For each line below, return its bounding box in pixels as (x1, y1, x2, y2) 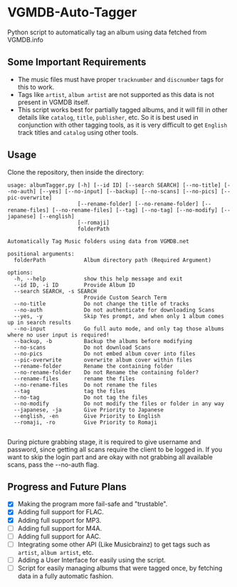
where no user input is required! (7, 331, 110, 339)
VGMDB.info (7, 35, 44, 44)
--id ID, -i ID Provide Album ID (14, 281, 135, 289)
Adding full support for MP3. (17, 516, 102, 524)
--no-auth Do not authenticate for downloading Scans (14, 306, 215, 314)
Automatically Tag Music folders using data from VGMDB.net (7, 238, 190, 245)
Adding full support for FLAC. (17, 508, 105, 516)
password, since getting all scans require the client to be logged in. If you (7, 445, 223, 454)
